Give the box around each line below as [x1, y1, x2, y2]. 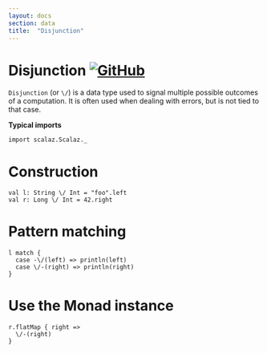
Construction [8, 162, 99, 181]
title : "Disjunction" [8, 26, 84, 34]
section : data [8, 19, 56, 27]
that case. [8, 105, 42, 115]
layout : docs [8, 11, 52, 20]
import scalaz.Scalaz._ [8, 136, 88, 144]
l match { [8, 250, 42, 258]
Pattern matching [8, 222, 127, 241]
